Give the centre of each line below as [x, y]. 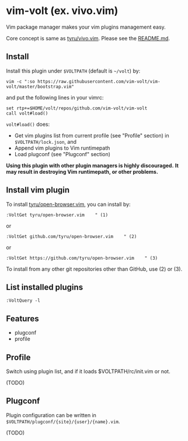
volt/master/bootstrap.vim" [40, 87]
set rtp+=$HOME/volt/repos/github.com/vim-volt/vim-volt [77, 108]
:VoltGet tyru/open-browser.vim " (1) [57, 215]
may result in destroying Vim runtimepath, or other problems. [82, 171]
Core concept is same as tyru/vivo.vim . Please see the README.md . [88, 38]
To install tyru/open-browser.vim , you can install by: [68, 204]
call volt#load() [27, 113]
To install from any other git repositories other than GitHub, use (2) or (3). [94, 269]
